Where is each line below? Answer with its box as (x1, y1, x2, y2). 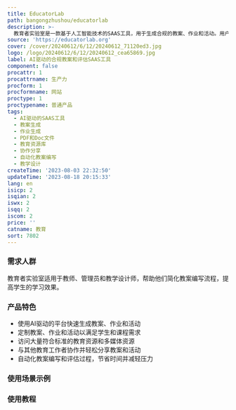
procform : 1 (7, 82, 42, 89)
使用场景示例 (7, 373, 51, 383)
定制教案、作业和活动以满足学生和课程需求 (17, 328, 141, 336)
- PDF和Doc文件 (13, 134, 55, 141)
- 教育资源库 (13, 141, 47, 148)
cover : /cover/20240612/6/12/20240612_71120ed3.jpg (7, 43, 162, 50)
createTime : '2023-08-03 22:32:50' (7, 166, 112, 174)
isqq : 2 (7, 206, 30, 213)
